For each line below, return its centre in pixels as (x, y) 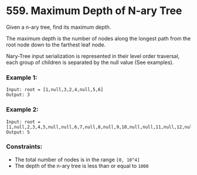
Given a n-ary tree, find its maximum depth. (59, 27)
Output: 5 (18, 132)
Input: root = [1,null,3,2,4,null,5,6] (55, 90)
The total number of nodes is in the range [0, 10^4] (77, 159)
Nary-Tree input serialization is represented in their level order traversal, (93, 56)
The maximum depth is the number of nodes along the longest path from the (98, 38)
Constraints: (24, 147)
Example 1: (22, 78)
